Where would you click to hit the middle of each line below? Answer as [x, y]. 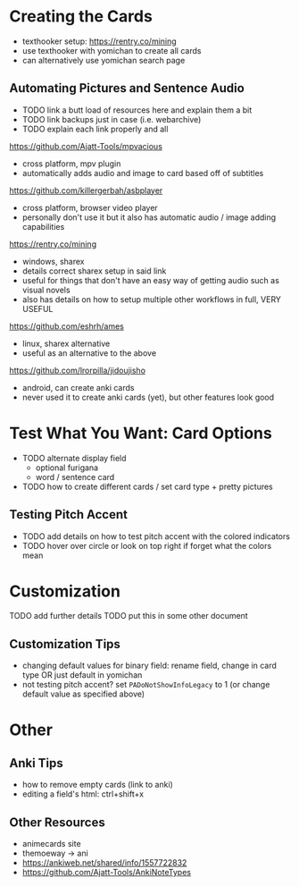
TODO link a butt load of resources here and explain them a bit [137, 110]
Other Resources [57, 822]
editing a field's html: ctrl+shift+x [83, 794]
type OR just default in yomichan [82, 675]
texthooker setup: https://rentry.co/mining [99, 41]
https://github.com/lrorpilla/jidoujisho [77, 370]
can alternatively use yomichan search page [104, 60]
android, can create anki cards [78, 387]
